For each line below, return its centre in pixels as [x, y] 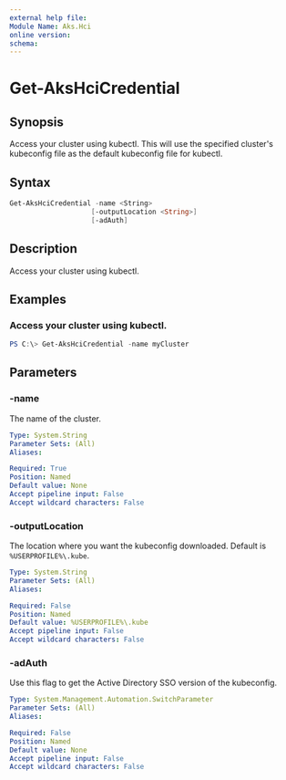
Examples [38, 299]
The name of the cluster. [56, 418]
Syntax [30, 182]
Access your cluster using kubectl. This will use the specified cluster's [141, 144]
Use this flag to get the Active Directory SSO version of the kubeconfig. [143, 683]
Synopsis [36, 122]
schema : [24, 43]
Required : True [38, 469]
